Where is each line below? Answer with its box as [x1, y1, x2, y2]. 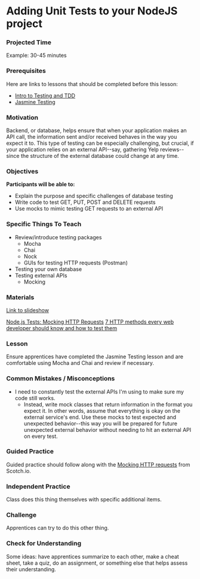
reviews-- [160, 146, 184, 153]
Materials [6, 293, 35, 301]
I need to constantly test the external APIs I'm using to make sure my [14, 388, 184, 395]
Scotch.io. [6, 467, 31, 474]
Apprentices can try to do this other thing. [6, 525, 109, 532]
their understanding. [6, 565, 57, 572]
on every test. [23, 432, 58, 440]
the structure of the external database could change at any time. [20, 153, 179, 160]
